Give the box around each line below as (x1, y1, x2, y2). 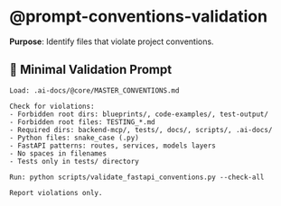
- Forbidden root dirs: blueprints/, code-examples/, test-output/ (9, 110, 269, 119)
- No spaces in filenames (9, 148, 107, 158)
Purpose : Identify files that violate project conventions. (9, 36, 214, 47)
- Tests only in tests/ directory (9, 157, 140, 166)
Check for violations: (9, 102, 95, 111)
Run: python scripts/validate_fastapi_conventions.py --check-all (9, 173, 265, 182)
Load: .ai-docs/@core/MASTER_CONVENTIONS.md (9, 85, 180, 95)
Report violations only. (9, 188, 103, 197)
